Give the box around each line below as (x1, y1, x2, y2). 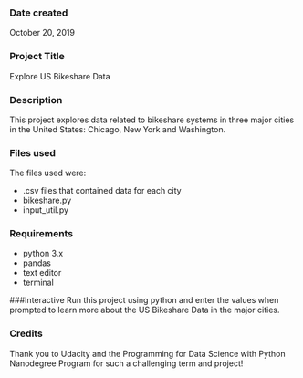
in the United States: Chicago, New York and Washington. (9, 123, 226, 134)
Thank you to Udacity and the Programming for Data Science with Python (9, 348, 286, 359)
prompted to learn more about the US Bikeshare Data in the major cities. (9, 304, 280, 316)
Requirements (9, 227, 74, 240)
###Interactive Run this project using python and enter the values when (9, 295, 279, 306)
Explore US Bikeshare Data (9, 70, 111, 81)
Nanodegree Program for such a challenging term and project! (9, 358, 244, 369)
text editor (22, 268, 62, 278)
